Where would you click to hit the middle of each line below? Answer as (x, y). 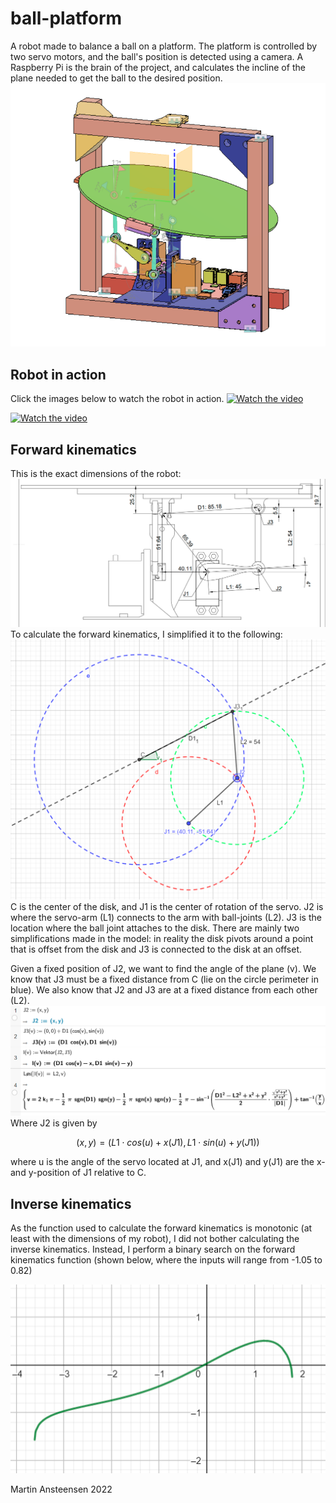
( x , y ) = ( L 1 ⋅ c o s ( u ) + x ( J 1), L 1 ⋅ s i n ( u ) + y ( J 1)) (168, 1143)
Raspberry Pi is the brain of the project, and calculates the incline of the (158, 67)
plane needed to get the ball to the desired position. (116, 78)
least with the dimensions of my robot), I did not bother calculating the (155, 1239)
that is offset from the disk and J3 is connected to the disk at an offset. (156, 949)
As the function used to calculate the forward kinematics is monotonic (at (161, 1228)
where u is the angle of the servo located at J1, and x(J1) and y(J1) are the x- (168, 1162)
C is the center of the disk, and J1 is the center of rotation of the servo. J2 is (167, 906)
